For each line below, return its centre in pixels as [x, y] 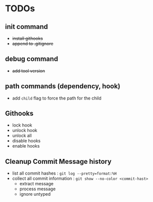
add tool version [28, 71]
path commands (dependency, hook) [63, 86]
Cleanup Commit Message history [58, 162]
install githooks [27, 38]
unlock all [22, 136]
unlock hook [25, 130]
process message [38, 189]
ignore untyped [35, 194]
